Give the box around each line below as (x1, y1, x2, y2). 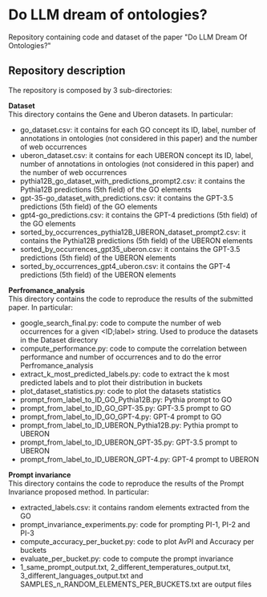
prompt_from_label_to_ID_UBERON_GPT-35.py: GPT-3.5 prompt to (19, 437, 238, 447)
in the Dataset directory (19, 335, 99, 344)
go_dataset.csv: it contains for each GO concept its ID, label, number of (19, 124, 257, 134)
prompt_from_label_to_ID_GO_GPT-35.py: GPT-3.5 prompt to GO (19, 403, 232, 412)
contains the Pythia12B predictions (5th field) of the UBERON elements (19, 235, 253, 246)
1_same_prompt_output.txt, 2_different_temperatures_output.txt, (19, 562, 231, 571)
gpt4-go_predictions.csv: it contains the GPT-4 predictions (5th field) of (19, 210, 258, 220)
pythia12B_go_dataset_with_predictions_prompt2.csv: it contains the (19, 176, 245, 185)
